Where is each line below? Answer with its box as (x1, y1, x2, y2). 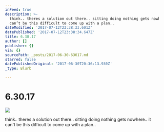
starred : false (5, 57, 36, 62)
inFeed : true (5, 7, 32, 12)
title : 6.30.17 (5, 35, 36, 39)
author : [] (5, 39, 27, 44)
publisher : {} (5, 43, 34, 48)
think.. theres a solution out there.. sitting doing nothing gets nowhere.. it (5, 116, 151, 122)
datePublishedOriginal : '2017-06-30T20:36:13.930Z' (5, 61, 112, 66)
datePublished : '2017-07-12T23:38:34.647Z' (5, 30, 95, 35)
